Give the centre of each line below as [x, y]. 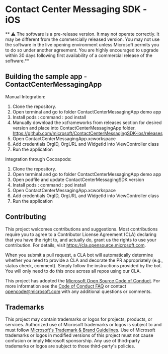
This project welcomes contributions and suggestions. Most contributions [81, 229]
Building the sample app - [46, 77]
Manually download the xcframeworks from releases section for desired [87, 123]
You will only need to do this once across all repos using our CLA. [73, 271]
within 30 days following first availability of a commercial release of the [79, 55]
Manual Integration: [25, 96]
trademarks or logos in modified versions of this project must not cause [79, 335]
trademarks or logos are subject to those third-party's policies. [70, 346]
